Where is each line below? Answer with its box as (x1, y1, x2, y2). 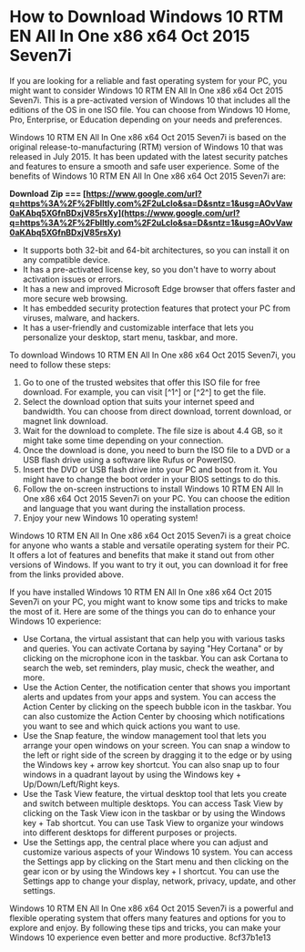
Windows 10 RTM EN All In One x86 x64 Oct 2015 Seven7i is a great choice (9, 530, 291, 541)
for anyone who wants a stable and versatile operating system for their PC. (9, 540, 290, 551)
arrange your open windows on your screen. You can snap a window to (22, 740, 290, 750)
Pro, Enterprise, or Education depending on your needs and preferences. (9, 114, 282, 125)
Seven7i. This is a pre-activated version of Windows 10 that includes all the (9, 94, 291, 106)
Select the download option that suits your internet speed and (22, 396, 255, 407)
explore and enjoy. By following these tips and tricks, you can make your (9, 922, 281, 933)
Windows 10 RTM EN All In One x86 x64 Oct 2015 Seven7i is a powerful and (9, 903, 294, 914)
